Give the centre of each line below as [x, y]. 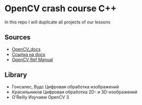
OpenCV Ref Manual [32, 60]
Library [16, 75]
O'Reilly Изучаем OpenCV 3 [40, 97]
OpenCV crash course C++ [61, 9]
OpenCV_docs [26, 49]
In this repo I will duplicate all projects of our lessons [58, 22]
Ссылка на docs [28, 54]
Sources [18, 37]
